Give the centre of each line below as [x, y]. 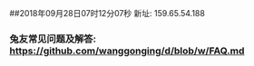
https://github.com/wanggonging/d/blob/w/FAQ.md [127, 51]
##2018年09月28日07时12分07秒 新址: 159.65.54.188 [107, 13]
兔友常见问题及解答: [53, 39]
